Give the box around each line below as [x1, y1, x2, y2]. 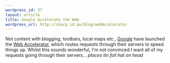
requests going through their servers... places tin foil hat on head [5, 52, 143, 58]
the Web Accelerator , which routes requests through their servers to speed [5, 41, 164, 48]
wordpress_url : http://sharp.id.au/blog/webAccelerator [5, 22, 127, 27]
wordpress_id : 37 [5, 7, 43, 13]
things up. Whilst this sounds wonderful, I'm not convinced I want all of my [5, 47, 163, 53]
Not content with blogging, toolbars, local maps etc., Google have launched [5, 36, 165, 42]
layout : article [5, 12, 40, 17]
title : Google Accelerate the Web [5, 17, 80, 22]
